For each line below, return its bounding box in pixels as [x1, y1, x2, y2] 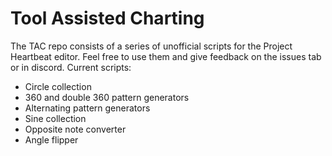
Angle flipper [24, 133, 79, 146]
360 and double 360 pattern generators [24, 91, 190, 103]
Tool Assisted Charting [10, 7, 205, 30]
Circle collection [24, 80, 92, 92]
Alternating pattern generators [24, 102, 151, 114]
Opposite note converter [24, 123, 127, 135]
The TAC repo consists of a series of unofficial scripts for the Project [10, 40, 293, 52]
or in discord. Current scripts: [10, 61, 132, 73]
